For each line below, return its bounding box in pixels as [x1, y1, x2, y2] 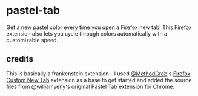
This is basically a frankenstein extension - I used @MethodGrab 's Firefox [6, 70, 191, 77]
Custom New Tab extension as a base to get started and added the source [6, 76, 192, 83]
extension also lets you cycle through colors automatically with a [6, 30, 168, 37]
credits [6, 54, 34, 64]
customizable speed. [6, 36, 59, 43]
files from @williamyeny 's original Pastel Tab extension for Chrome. [6, 83, 174, 90]
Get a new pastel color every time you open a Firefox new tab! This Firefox [6, 24, 192, 31]
